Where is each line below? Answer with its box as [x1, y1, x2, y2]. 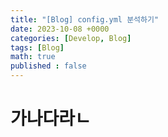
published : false [10, 61, 87, 71]
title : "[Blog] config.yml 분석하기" [10, 14, 160, 25]
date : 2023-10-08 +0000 [10, 24, 110, 34]
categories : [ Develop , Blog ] [10, 33, 132, 43]
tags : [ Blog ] [10, 42, 65, 53]
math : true [10, 52, 56, 62]
